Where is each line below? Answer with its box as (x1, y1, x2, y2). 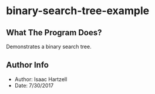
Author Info (6, 60, 49, 70)
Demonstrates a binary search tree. (6, 43, 92, 50)
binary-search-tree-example (6, 4, 150, 18)
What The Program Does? (6, 28, 102, 38)
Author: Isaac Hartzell (14, 75, 68, 83)
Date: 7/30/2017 (14, 82, 54, 89)
